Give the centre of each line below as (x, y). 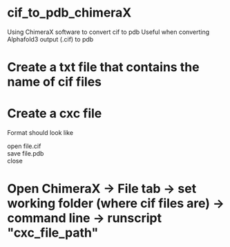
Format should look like (40, 133)
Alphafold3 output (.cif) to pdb (50, 39)
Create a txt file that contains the (103, 67)
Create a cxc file (55, 114)
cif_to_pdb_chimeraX (69, 13)
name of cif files (55, 82)
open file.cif (24, 146)
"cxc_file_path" (53, 233)
